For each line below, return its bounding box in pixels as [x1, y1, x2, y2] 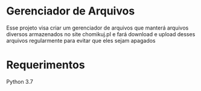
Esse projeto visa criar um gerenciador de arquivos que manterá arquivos [6, 24, 189, 31]
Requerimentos [6, 58, 86, 72]
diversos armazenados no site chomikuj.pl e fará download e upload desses [6, 30, 196, 37]
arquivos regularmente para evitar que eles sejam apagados [6, 37, 156, 44]
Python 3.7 [6, 78, 33, 85]
